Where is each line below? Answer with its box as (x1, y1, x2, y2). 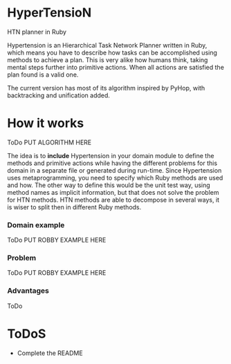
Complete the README (17, 349, 83, 357)
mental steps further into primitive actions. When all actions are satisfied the (7, 63, 225, 71)
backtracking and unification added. (7, 91, 111, 99)
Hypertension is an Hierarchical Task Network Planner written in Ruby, (7, 41, 207, 49)
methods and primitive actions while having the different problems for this (7, 159, 218, 167)
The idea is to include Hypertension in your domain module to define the (7, 151, 214, 160)
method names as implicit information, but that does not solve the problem (7, 188, 219, 196)
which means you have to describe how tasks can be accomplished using (7, 48, 218, 57)
